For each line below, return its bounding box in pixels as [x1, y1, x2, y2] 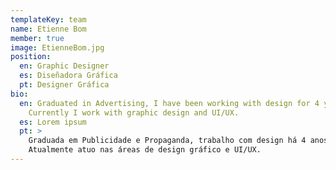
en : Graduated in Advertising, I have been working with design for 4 [19, 98, 320, 108]
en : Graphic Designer [19, 61, 110, 71]
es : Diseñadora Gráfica [19, 71, 118, 81]
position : [10, 52, 52, 62]
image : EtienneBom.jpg [10, 42, 105, 53]
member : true [10, 33, 65, 43]
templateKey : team [10, 14, 87, 25]
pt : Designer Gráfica [19, 80, 110, 90]
